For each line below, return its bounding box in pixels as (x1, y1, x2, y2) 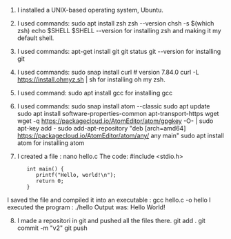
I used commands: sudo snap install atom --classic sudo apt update (17, 102, 210, 110)
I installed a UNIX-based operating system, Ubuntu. (17, 6, 164, 14)
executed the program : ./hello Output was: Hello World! (7, 203, 165, 211)
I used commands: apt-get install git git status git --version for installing (17, 48, 221, 55)
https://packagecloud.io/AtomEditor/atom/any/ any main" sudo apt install (17, 131, 224, 140)
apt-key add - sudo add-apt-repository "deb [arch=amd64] (17, 124, 186, 132)
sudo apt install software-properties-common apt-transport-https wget (17, 110, 219, 117)
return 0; (35, 178, 64, 184)
